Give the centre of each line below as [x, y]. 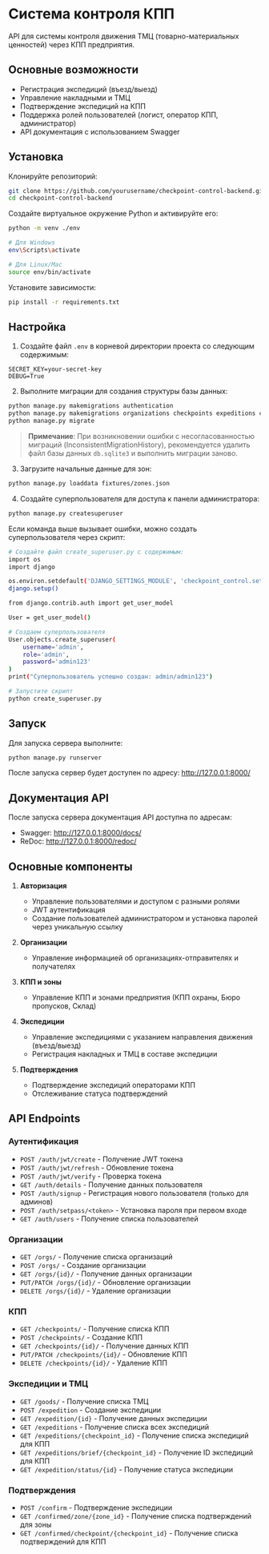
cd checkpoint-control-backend [60, 198]
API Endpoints [44, 1119]
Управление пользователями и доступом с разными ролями [136, 901]
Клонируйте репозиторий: [53, 176]
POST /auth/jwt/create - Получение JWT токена [101, 1159]
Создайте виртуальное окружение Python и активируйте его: [113, 214]
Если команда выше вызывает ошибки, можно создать [103, 529]
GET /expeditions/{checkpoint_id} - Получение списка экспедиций [134, 1435]
